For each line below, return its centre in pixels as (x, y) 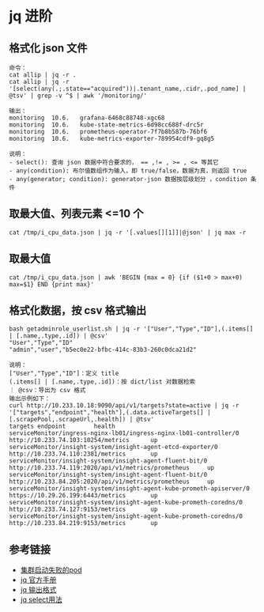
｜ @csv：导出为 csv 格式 (47, 391)
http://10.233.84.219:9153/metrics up (83, 523)
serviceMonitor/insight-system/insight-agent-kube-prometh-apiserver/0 (129, 489)
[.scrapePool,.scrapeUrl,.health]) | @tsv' (82, 420)
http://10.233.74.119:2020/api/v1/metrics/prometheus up (112, 468)
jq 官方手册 (38, 580)
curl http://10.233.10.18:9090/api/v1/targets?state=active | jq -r (124, 406)
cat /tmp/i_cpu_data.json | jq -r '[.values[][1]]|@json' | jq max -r (128, 232)
